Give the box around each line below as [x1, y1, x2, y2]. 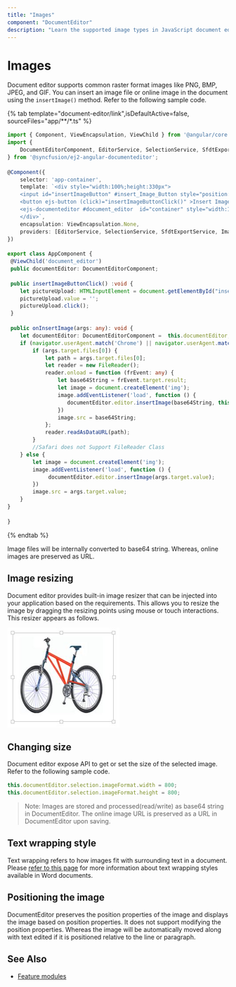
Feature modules [17, 971, 67, 980]
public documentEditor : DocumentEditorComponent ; [10, 265, 159, 273]
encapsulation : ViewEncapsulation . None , [20, 221, 140, 228]
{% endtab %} [7, 531, 49, 539]
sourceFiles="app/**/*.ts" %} [7, 117, 92, 125]
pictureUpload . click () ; [20, 302, 90, 309]
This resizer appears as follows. [7, 613, 100, 622]
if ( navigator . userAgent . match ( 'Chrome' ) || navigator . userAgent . [20, 339, 218, 347]
